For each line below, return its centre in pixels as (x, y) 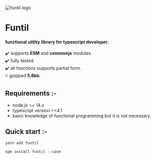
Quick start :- (26, 131)
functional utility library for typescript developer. (57, 42)
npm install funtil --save (33, 152)
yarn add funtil (22, 143)
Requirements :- (31, 93)
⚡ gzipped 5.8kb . (23, 76)
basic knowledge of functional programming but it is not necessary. (82, 116)
